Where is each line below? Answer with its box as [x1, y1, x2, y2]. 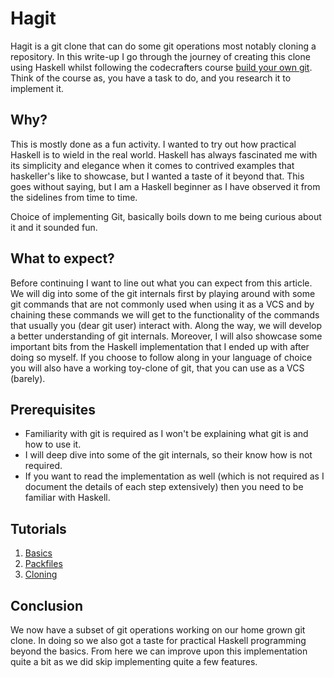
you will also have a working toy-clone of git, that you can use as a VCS [10, 362, 305, 374]
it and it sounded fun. [10, 221, 98, 233]
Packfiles [24, 558, 63, 570]
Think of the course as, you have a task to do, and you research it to [10, 72, 292, 84]
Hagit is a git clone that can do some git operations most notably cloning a [10, 40, 317, 52]
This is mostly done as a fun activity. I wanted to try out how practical [10, 138, 297, 150]
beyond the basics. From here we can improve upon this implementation [10, 645, 308, 657]
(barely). [10, 372, 46, 384]
